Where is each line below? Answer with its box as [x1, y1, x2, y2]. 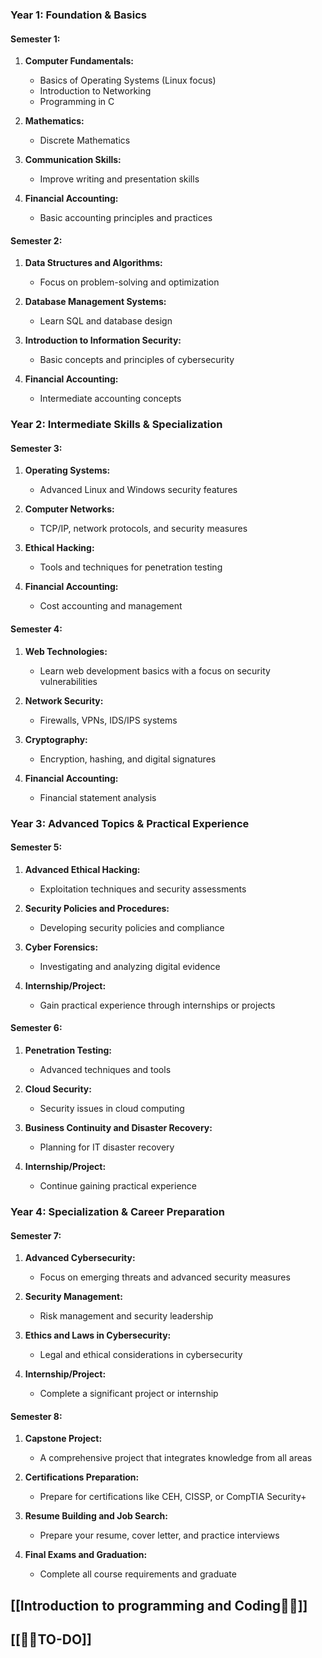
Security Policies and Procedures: [24, 902, 170, 914]
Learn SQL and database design [39, 315, 173, 327]
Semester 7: [10, 1229, 62, 1242]
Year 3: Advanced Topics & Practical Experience [10, 816, 250, 830]
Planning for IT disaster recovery [39, 1141, 175, 1153]
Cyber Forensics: [24, 941, 99, 953]
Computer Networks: [24, 503, 115, 515]
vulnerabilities [39, 675, 98, 687]
